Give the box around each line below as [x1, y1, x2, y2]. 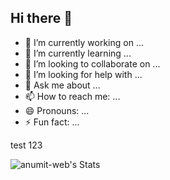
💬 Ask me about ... [24, 79, 101, 91]
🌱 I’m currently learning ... [24, 47, 132, 59]
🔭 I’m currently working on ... [24, 36, 144, 48]
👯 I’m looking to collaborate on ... [24, 57, 161, 70]
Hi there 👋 [10, 10, 73, 27]
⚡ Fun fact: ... [24, 116, 80, 128]
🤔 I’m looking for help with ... [24, 68, 143, 80]
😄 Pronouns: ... [24, 104, 90, 116]
